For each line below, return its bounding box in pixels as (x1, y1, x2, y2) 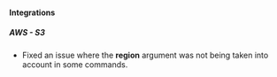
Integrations (9, 7, 56, 18)
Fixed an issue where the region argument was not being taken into (21, 50, 269, 60)
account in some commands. (21, 58, 128, 70)
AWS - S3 (9, 27, 46, 38)
